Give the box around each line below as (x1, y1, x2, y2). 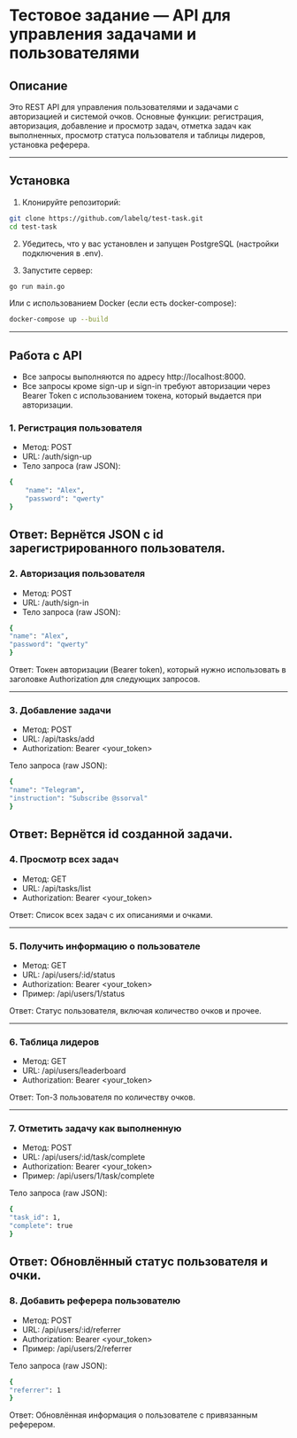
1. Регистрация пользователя (9, 422, 143, 434)
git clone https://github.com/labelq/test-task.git (9, 214, 203, 222)
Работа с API (9, 347, 82, 363)
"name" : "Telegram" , (9, 786, 86, 795)
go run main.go (9, 282, 65, 291)
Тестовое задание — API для (9, 5, 232, 26)
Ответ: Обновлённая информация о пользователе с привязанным (9, 1410, 258, 1420)
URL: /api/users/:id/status (21, 969, 116, 980)
